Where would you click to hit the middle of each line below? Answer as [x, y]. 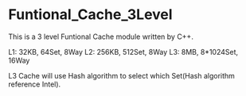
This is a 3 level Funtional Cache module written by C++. [101, 36]
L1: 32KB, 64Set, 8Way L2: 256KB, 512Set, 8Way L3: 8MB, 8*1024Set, [123, 52]
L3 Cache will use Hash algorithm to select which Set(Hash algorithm [121, 75]
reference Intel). [35, 84]
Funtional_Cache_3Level [90, 15]
